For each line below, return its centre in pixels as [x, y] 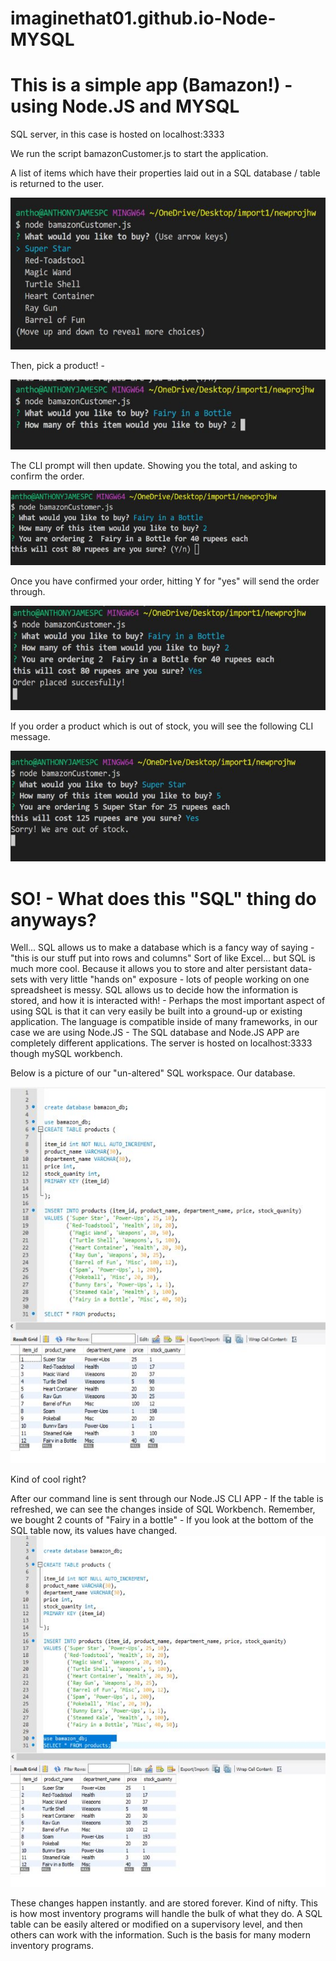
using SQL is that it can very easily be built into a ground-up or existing [156, 1011]
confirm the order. [47, 476]
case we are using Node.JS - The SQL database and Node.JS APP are [155, 1033]
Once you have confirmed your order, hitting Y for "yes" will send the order [165, 581]
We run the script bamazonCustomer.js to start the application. [139, 154]
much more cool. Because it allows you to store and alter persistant [149, 969]
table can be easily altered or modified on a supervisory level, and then [156, 1924]
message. [30, 736]
